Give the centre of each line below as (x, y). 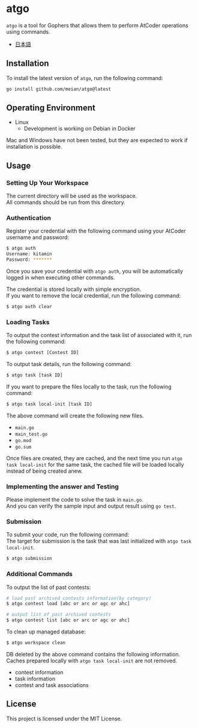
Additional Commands (40, 574)
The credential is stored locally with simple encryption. (74, 289)
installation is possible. (34, 147)
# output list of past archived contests (59, 615)
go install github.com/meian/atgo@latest (59, 89)
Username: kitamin (29, 254)
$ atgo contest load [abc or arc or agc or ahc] (68, 604)
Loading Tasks (28, 322)
